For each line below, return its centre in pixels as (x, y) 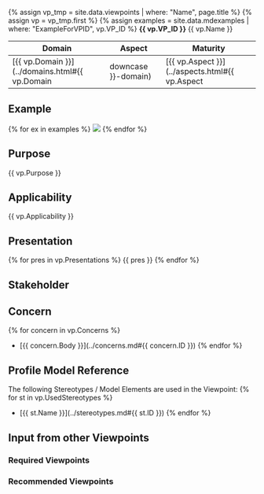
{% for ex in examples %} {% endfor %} (78, 129)
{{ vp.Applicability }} (41, 216)
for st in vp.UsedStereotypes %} (60, 398)
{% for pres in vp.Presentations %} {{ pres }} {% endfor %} (104, 260)
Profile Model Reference (69, 370)
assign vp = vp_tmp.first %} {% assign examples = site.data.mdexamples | (128, 20)
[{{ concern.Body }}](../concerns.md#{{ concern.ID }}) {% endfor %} (131, 345)
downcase (129, 66)
